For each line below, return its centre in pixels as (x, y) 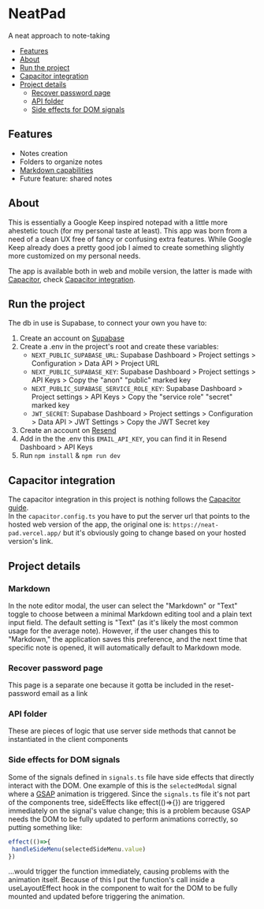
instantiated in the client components (68, 739)
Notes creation (44, 153)
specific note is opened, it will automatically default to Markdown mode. (125, 647)
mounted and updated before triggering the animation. (97, 896)
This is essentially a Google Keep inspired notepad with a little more (118, 222)
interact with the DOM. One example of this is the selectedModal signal (123, 785)
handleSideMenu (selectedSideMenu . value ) (79, 849)
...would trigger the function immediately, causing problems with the (119, 871)
